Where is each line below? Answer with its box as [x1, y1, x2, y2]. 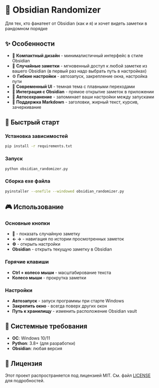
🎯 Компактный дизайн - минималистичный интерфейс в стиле [12, 52, 144, 58]
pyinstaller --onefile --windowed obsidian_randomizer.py [5, 189, 124, 194]
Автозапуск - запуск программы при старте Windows [12, 298, 124, 304]
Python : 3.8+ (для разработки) [12, 340, 76, 346]
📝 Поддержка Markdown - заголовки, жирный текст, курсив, [12, 99, 139, 105]
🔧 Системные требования [5, 322, 87, 331]
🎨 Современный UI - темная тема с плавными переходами [12, 84, 135, 89]
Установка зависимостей [5, 133, 68, 140]
